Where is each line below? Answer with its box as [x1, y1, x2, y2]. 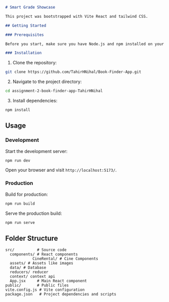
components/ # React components [10, 252, 78, 257]
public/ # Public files [5, 283, 69, 288]
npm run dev [5, 158, 30, 163]
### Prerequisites [5, 32, 44, 37]
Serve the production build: [5, 210, 62, 216]
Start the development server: [5, 148, 68, 154]
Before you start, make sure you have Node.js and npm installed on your [5, 41, 164, 47]
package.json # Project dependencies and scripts [5, 292, 116, 297]
